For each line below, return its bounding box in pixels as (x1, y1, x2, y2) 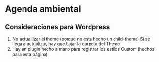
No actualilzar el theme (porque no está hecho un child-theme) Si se (12, 36, 150, 41)
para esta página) (12, 51, 48, 57)
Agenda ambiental (5, 3, 81, 15)
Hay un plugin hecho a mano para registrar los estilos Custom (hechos (12, 46, 155, 52)
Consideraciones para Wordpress (5, 23, 110, 31)
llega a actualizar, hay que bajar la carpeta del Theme (12, 41, 120, 47)
